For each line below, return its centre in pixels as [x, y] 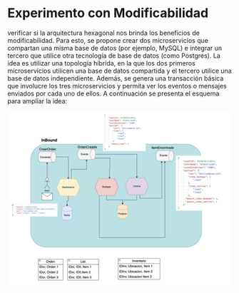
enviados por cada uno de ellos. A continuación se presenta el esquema [113, 93]
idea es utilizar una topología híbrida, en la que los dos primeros [102, 63]
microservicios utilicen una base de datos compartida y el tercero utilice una [119, 71]
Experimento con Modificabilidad [108, 13]
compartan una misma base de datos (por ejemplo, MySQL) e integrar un [115, 48]
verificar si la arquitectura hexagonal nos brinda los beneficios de [103, 33]
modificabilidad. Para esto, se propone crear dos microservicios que [108, 40]
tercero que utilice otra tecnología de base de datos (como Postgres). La [114, 56]
